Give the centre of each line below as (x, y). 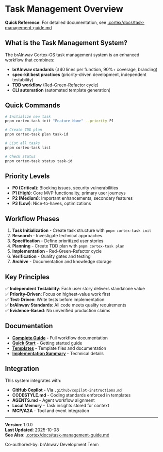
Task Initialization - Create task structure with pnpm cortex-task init (82, 230)
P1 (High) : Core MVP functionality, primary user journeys (69, 193)
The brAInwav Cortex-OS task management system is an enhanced (72, 55)
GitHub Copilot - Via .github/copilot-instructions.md (67, 390)
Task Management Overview (64, 9)
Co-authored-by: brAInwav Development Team (52, 444)
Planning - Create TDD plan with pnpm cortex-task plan (68, 246)
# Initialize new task (28, 116)
